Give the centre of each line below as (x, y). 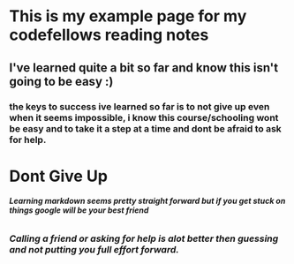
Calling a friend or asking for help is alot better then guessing (144, 238)
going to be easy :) (61, 81)
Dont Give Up (59, 176)
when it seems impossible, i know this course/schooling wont (144, 117)
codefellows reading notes (109, 35)
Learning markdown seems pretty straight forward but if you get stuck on (147, 201)
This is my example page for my (128, 16)
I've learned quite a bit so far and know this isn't (144, 68)
